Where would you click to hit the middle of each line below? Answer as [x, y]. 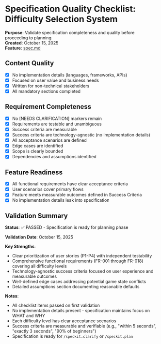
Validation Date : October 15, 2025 [39, 237]
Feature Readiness [34, 172]
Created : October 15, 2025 [32, 43]
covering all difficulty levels [39, 266]
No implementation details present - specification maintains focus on [81, 311]
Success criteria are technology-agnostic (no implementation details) [81, 135]
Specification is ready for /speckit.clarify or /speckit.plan [72, 336]
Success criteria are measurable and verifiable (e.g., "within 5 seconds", [84, 326]
